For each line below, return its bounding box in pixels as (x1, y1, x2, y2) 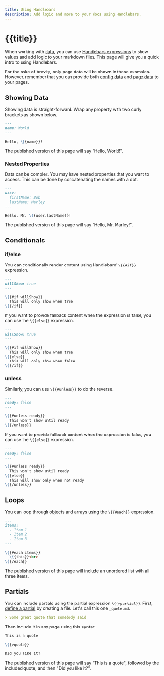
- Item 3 (9, 537, 27, 542)
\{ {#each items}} (5, 550, 41, 555)
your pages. (5, 79, 29, 85)
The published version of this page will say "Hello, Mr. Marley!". (5, 222, 133, 228)
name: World (5, 126, 29, 131)
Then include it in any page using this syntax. (5, 624, 96, 630)
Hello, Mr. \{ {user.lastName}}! (5, 213, 71, 218)
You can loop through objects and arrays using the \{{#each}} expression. (5, 509, 155, 515)
